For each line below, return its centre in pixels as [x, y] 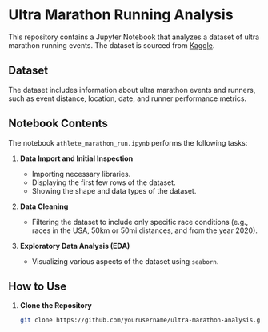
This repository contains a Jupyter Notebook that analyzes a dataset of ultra [134, 37]
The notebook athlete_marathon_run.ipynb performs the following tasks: [128, 142]
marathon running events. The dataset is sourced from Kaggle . [112, 45]
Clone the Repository [56, 306]
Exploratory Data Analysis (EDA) [75, 246]
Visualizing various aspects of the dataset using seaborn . [125, 261]
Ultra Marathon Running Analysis [121, 15]
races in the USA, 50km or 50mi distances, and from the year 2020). [145, 230]
